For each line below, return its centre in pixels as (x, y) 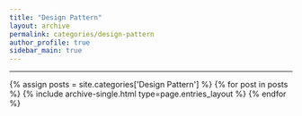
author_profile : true (50, 42)
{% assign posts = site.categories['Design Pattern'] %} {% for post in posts (149, 85)
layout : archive (40, 26)
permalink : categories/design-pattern (82, 34)
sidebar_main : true (46, 51)
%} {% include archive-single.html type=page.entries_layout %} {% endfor (148, 94)
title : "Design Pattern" (56, 17)
